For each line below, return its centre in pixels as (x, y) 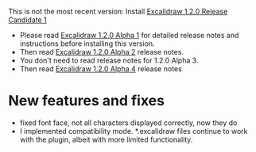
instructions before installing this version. (87, 44)
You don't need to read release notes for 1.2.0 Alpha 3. (109, 60)
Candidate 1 (27, 20)
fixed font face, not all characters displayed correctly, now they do (128, 123)
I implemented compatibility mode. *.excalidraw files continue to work (134, 131)
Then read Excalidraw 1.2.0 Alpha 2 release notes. (102, 52)
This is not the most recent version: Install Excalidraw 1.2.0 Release (118, 11)
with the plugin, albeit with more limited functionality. (106, 139)
